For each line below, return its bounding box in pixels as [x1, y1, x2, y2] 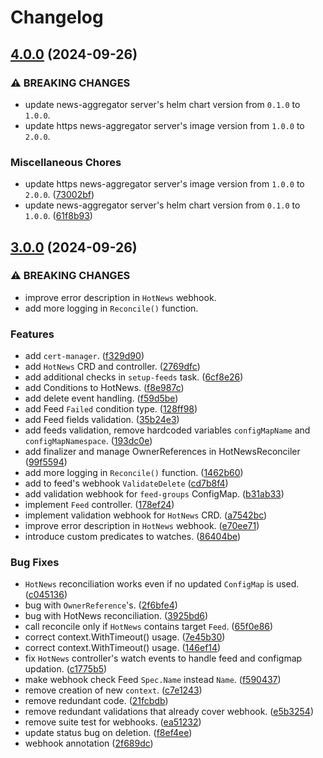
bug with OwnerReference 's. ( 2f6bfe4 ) [24, 599, 178, 611]
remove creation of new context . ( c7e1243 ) [24, 684, 203, 696]
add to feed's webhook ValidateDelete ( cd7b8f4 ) [24, 477, 229, 490]
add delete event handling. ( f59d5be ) [24, 392, 179, 405]
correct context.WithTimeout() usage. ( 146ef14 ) [24, 642, 222, 654]
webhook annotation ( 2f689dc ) [24, 737, 154, 750]
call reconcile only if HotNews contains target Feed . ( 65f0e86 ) [24, 621, 274, 633]
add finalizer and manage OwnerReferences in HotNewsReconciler [24, 446, 301, 458]
